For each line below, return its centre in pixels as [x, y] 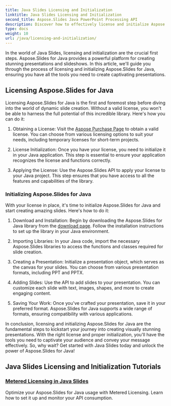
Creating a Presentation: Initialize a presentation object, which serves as [88, 262]
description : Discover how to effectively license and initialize [77, 24]
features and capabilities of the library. [53, 181]
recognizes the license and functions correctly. [62, 160]
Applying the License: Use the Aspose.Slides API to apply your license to [89, 170]
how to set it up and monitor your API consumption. [59, 398]
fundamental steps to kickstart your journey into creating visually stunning [83, 329]
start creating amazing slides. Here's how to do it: [57, 210]
